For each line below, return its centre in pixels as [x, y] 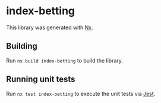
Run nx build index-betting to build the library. [65, 60]
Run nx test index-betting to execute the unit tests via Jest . [81, 93]
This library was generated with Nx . [50, 27]
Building [22, 46]
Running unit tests [41, 79]
